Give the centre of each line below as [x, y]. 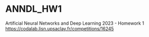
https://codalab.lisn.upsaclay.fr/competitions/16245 [60, 28]
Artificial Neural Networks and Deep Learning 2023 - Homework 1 [75, 23]
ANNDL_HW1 [34, 9]
